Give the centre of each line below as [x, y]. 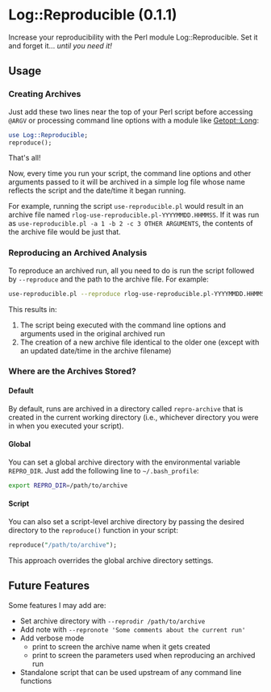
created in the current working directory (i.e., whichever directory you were [133, 417]
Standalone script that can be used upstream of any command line [131, 672]
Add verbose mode [52, 638]
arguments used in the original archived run [92, 333]
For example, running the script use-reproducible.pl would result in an [126, 206]
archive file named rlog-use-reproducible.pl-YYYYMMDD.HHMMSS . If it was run [134, 215]
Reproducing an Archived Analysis [78, 253]
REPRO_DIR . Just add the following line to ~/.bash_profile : [104, 470]
